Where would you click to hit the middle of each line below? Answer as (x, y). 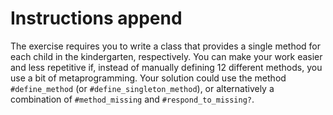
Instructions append (96, 18)
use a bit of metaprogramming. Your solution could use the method (148, 78)
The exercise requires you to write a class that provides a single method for (166, 46)
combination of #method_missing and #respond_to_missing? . (132, 99)
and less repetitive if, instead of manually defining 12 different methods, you (166, 67)
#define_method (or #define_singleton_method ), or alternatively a (142, 88)
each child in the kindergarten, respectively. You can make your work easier (166, 56)
